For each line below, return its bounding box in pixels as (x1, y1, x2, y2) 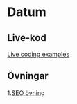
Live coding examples (7, 50, 70, 58)
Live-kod (7, 32, 46, 44)
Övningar (7, 70, 49, 82)
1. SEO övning (7, 88, 45, 97)
